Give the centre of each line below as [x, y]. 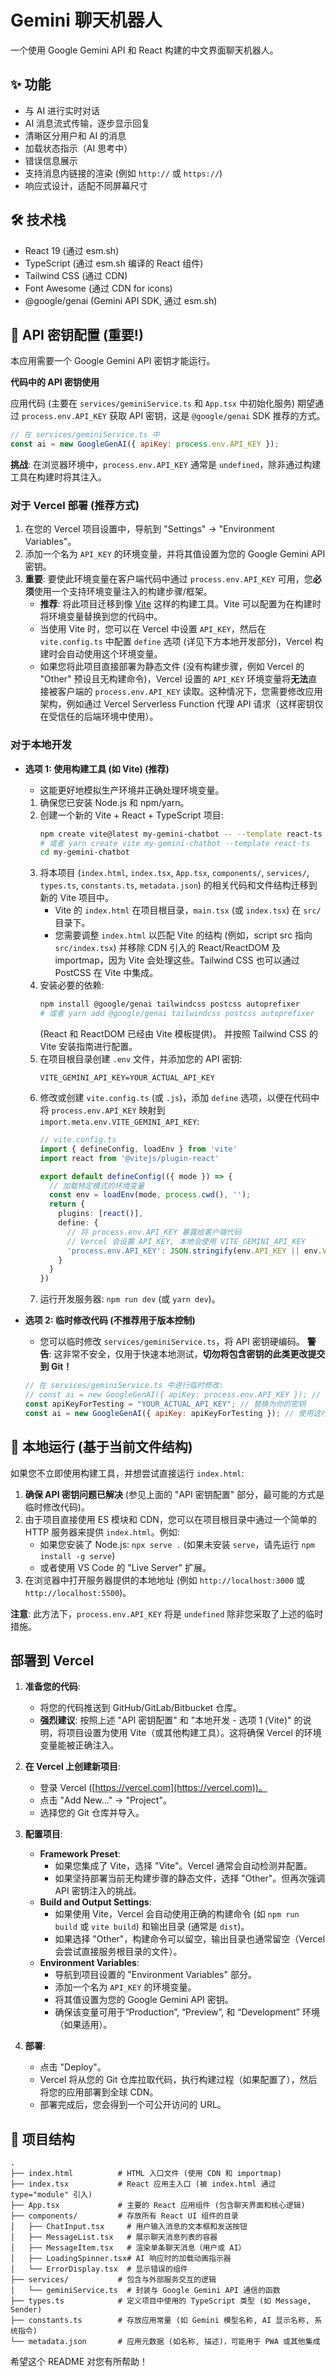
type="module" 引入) [51, 2195]
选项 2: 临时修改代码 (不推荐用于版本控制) [110, 1320]
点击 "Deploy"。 [73, 2067]
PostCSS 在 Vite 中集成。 [106, 973]
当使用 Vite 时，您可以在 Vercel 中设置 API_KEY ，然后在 [153, 629]
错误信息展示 [51, 160]
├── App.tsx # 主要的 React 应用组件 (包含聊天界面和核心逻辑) [158, 2206]
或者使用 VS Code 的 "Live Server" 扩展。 [125, 1567]
